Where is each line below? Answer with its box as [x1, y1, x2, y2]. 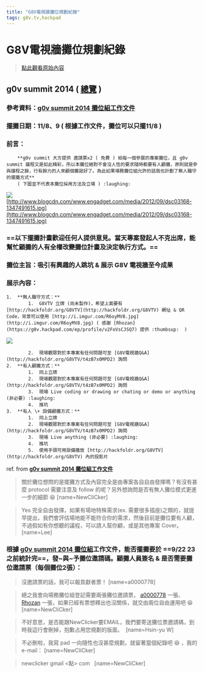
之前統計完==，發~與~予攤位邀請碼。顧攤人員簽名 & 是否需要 [6, 554, 187, 563]
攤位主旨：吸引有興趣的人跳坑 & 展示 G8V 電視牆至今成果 [6, 260, 174, 269]
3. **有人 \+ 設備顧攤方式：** [6, 408, 80, 414]
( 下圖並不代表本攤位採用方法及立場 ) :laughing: [17, 181, 131, 187]
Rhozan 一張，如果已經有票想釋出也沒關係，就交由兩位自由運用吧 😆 [21, 599, 193, 606]
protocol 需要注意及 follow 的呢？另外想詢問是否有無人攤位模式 [28, 486, 186, 493]
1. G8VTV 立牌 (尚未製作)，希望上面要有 [28, 301, 123, 307]
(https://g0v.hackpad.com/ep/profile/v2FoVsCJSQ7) [6, 326, 138, 333]
